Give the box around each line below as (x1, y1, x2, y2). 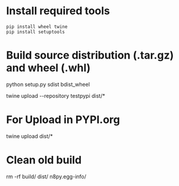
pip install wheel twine (6, 24, 68, 30)
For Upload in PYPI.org (6, 113, 120, 127)
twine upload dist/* (6, 132, 54, 140)
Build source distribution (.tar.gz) (6, 49, 174, 62)
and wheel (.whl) (6, 61, 91, 75)
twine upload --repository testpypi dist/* (6, 92, 105, 99)
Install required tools (6, 4, 110, 18)
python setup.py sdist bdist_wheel (6, 81, 90, 88)
